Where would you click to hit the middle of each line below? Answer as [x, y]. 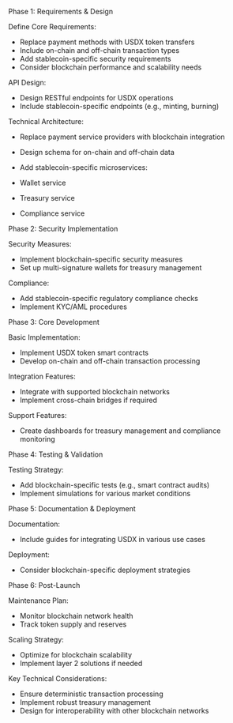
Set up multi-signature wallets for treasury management [111, 267]
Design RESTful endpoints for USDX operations [96, 98]
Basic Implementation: [44, 337]
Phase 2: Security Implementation [63, 229]
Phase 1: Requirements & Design [60, 11]
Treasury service [47, 198]
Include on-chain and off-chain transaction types [100, 50]
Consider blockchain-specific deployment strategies [105, 570]
